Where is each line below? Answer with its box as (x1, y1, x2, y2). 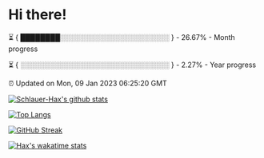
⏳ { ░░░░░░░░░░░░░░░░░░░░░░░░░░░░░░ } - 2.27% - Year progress (8, 60, 257, 69)
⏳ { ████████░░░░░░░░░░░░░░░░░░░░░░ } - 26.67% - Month (8, 32, 236, 41)
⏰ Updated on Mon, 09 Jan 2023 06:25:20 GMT (8, 78, 168, 88)
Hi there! (8, 6, 67, 24)
